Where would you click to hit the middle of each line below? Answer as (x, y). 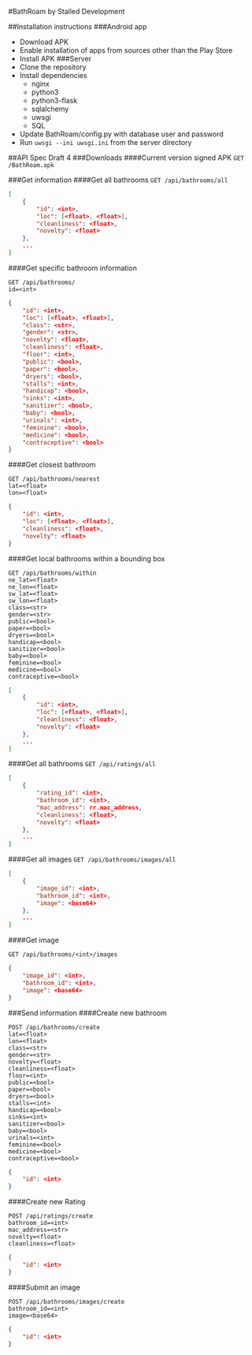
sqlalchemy (50, 109)
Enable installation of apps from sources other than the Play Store (126, 50)
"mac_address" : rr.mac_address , (90, 807)
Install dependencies (54, 75)
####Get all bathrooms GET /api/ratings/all (82, 764)
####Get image (33, 940)
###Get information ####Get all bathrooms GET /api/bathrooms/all (118, 180)
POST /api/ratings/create (50, 1216)
